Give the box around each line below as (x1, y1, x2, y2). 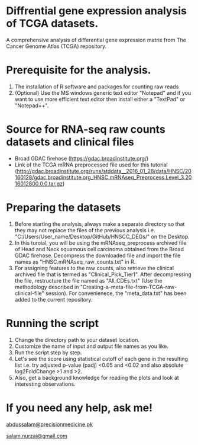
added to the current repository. (14, 296, 93, 303)
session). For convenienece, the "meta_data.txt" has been (45, 289, 187, 297)
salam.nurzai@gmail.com (6, 432, 68, 439)
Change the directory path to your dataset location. (14, 336, 140, 343)
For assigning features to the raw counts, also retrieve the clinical (14, 264, 174, 271)
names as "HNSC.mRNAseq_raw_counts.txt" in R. (14, 258, 136, 265)
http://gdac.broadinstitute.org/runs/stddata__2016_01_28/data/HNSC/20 (17, 167, 192, 174)
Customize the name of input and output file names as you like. (14, 342, 168, 350)
